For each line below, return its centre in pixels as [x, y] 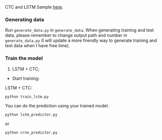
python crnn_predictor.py [31, 132]
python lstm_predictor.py [31, 114]
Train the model [24, 58]
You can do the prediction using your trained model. [57, 105]
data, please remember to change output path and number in [66, 35]
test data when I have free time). [37, 46]
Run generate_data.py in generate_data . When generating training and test [80, 30]
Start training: [26, 78]
